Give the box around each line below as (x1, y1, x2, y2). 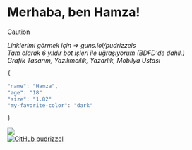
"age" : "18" (7, 89, 42, 96)
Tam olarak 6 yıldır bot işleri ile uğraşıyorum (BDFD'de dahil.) (7, 49, 185, 57)
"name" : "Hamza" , (7, 82, 59, 89)
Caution (7, 27, 30, 36)
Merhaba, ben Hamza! (7, 4, 140, 20)
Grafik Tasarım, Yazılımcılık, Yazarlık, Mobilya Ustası (7, 56, 161, 64)
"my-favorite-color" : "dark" (7, 102, 93, 109)
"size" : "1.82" (7, 96, 52, 103)
